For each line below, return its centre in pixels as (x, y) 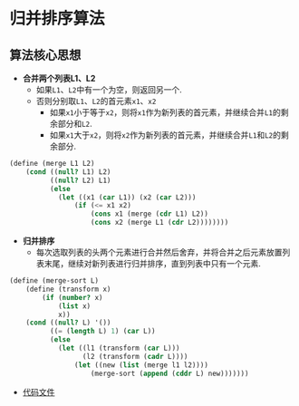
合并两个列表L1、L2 (59, 78)
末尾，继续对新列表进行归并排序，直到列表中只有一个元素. (152, 263)
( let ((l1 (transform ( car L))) (119, 348)
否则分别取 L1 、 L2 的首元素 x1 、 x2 (96, 101)
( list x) (74, 306)
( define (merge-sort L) (54, 281)
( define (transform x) (68, 289)
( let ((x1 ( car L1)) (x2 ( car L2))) (127, 197)
